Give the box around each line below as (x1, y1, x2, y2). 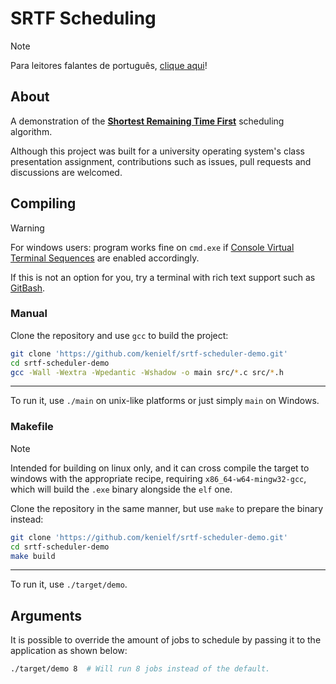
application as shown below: (10, 645, 128, 657)
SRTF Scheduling (10, 7, 157, 30)
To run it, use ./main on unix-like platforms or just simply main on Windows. (10, 395, 320, 407)
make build (10, 551, 56, 561)
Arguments (10, 607, 83, 624)
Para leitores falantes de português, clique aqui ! (10, 59, 208, 71)
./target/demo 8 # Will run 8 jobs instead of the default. (10, 664, 271, 674)
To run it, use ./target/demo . (10, 578, 128, 591)
